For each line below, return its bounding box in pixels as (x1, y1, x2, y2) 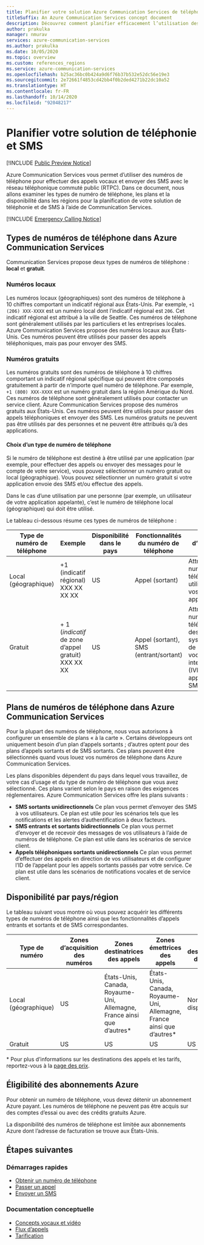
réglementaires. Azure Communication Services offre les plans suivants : (6, 791, 188, 798)
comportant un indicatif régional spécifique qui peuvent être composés (6, 375, 184, 382)
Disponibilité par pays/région (6, 892, 119, 903)
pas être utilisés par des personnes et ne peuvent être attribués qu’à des (6, 420, 188, 428)
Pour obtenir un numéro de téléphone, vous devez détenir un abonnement (6, 1096, 192, 1103)
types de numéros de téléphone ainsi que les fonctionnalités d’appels (6, 914, 180, 922)
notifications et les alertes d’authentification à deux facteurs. (15, 816, 167, 823)
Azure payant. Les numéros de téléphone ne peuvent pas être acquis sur (6, 1102, 189, 1110)
